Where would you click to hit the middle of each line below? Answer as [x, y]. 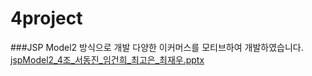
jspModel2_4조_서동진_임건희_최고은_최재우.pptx [107, 59]
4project [46, 18]
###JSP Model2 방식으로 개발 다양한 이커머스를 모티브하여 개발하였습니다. [157, 47]
